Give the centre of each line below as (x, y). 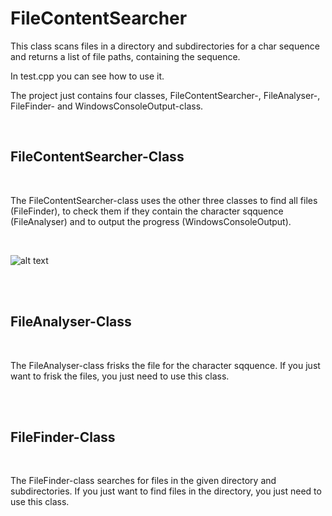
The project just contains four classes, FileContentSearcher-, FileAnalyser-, (165, 95)
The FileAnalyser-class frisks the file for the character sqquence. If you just (165, 365)
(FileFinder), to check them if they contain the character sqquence (147, 211)
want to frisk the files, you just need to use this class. (120, 376)
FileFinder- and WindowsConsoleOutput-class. (107, 106)
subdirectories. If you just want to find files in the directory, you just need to (166, 491)
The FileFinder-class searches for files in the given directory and (143, 481)
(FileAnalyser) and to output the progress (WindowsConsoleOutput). (151, 221)
